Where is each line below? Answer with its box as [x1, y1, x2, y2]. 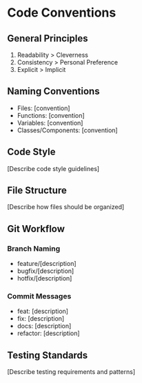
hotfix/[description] [17, 274, 72, 283]
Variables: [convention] [17, 118, 83, 127]
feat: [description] [17, 307, 69, 316]
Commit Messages [7, 292, 72, 301]
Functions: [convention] [17, 111, 85, 119]
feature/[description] [17, 260, 77, 268]
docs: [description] [17, 322, 72, 330]
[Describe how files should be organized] [7, 203, 125, 211]
